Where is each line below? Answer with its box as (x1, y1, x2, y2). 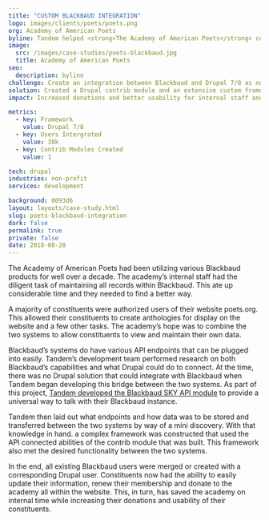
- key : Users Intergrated (15, 131, 102, 139)
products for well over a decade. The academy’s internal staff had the (8, 272, 238, 281)
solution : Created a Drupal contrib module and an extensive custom (8, 86, 242, 95)
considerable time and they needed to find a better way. (8, 289, 194, 299)
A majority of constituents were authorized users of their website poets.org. (8, 304, 259, 314)
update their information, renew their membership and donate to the (8, 478, 233, 489)
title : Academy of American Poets (15, 57, 130, 65)
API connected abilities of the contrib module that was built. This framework (8, 437, 259, 447)
